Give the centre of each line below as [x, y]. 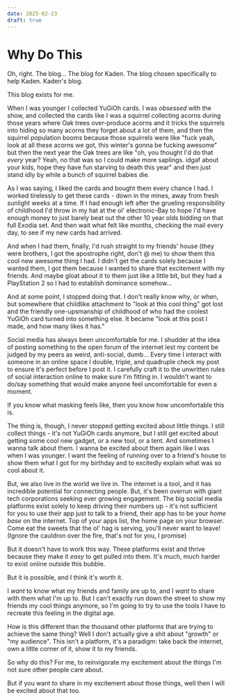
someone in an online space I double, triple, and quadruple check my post [113, 362]
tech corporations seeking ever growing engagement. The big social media [115, 499]
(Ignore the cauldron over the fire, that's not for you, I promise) [97, 536]
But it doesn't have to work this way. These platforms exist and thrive [106, 549]
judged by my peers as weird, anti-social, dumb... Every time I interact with [114, 355]
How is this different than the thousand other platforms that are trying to [110, 627]
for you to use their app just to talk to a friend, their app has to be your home [117, 513]
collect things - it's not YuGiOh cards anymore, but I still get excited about [113, 433]
